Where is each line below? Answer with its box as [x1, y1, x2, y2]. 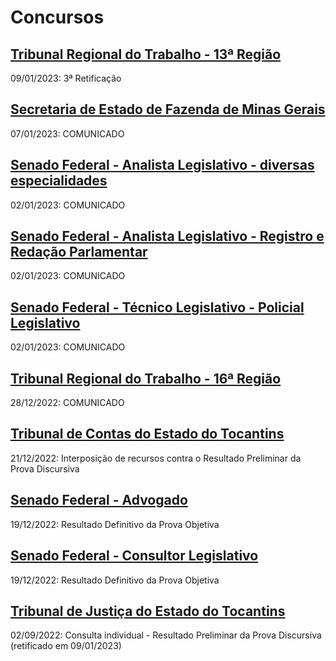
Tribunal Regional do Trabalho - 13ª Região [10, 46, 282, 63]
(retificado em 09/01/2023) [10, 640, 122, 652]
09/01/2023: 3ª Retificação [10, 72, 122, 84]
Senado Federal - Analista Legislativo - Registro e [10, 228, 325, 245]
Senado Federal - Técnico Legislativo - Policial [10, 299, 305, 316]
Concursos [10, 6, 105, 29]
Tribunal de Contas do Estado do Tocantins [10, 426, 285, 443]
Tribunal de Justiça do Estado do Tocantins [10, 602, 286, 620]
